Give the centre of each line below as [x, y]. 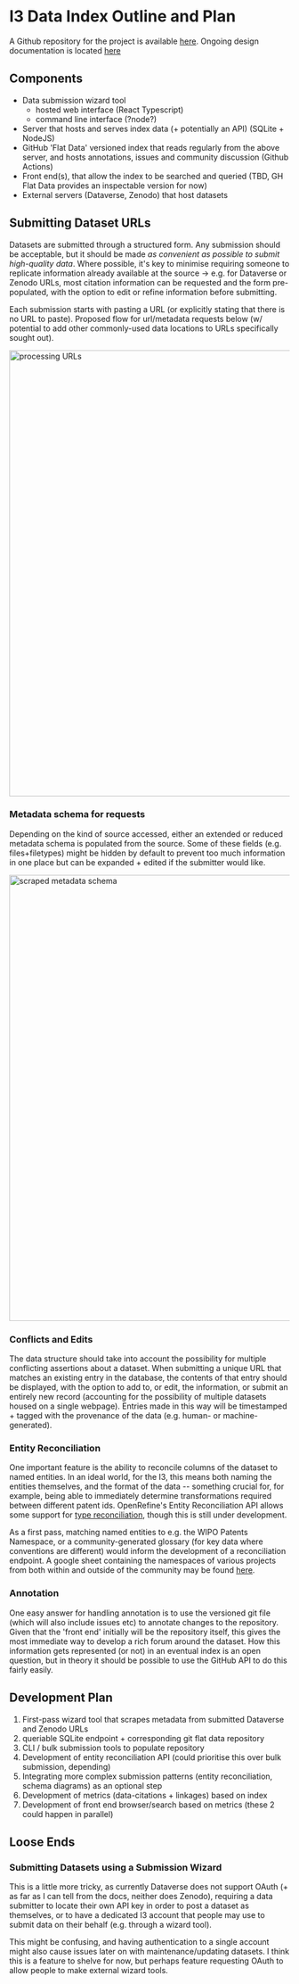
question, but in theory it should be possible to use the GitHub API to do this [148, 1660]
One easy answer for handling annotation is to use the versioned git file [140, 1613]
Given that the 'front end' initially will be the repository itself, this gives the [145, 1632]
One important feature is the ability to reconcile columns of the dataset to [144, 1467]
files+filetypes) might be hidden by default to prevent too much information [147, 853]
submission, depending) [66, 1766]
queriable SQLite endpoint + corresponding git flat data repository [143, 1738]
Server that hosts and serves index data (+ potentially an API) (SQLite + [153, 128]
